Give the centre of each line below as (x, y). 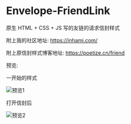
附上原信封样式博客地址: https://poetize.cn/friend (65, 53)
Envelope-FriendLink (58, 11)
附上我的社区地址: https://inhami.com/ (52, 40)
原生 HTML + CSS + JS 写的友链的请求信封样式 (63, 28)
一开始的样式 (21, 78)
